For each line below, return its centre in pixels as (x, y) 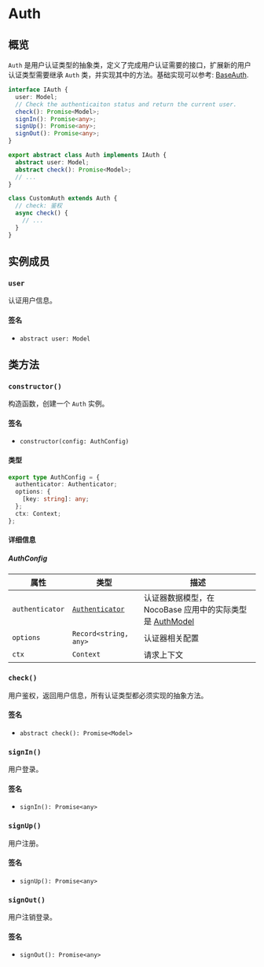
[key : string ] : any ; (56, 499)
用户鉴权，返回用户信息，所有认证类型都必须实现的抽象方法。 (108, 695)
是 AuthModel (169, 622)
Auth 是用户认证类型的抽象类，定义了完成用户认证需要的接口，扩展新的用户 (130, 65)
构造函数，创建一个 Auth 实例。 (59, 404)
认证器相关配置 (171, 638)
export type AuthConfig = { (54, 477)
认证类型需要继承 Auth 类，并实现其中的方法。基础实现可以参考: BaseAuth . (128, 75)
